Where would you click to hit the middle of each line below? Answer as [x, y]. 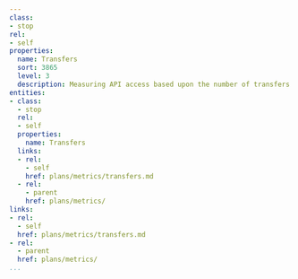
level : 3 [34, 76]
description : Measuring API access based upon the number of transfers [154, 84]
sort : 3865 [38, 68]
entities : [28, 92]
